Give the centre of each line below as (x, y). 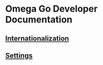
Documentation (39, 20)
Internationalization (37, 38)
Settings (19, 56)
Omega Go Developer (51, 9)
